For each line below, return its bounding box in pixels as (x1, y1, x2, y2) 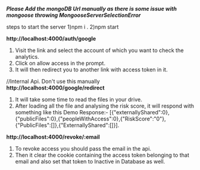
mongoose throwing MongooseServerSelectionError (6, 11, 141, 19)
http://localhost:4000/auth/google (6, 35, 97, 42)
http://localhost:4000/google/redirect (6, 84, 105, 91)
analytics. (15, 53, 39, 60)
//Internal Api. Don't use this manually (6, 78, 100, 85)
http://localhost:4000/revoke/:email (6, 133, 100, 140)
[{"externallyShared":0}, (109, 109, 170, 116)
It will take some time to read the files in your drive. (15, 96, 143, 103)
